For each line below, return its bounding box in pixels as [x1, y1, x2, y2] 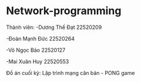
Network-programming [6, 4, 122, 18]
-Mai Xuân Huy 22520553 [6, 58, 69, 65]
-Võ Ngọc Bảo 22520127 [6, 46, 66, 54]
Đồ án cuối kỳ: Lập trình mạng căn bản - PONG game [6, 69, 135, 76]
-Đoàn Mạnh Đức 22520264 [6, 35, 75, 42]
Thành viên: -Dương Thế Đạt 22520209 [6, 24, 102, 31]
